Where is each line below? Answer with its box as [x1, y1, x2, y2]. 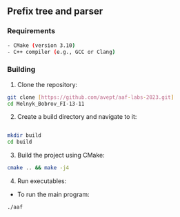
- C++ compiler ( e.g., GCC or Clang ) [7, 48, 116, 55]
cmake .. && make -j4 [7, 164, 70, 171]
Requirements [7, 26, 56, 36]
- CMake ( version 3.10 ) [7, 41, 76, 49]
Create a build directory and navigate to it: [17, 113, 137, 121]
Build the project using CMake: [17, 151, 105, 160]
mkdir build [7, 132, 41, 139]
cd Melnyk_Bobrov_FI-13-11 [7, 100, 85, 107]
